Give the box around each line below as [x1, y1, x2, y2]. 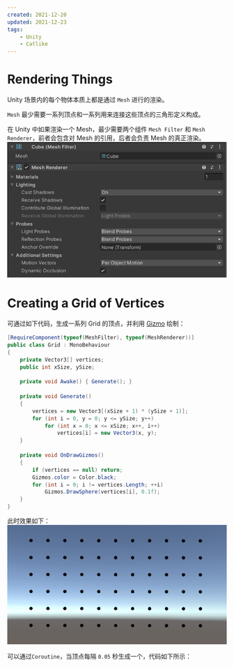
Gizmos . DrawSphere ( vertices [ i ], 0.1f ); [44, 489, 160, 496]
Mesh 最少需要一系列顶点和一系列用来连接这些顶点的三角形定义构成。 [7, 110, 205, 118]
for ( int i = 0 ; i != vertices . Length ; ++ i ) [32, 481, 164, 488]
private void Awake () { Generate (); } [19, 378, 132, 385]
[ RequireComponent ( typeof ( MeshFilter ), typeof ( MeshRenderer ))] [7, 335, 195, 342]
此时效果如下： [7, 516, 50, 526]
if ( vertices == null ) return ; [32, 466, 123, 473]
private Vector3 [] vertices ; [19, 356, 104, 363]
